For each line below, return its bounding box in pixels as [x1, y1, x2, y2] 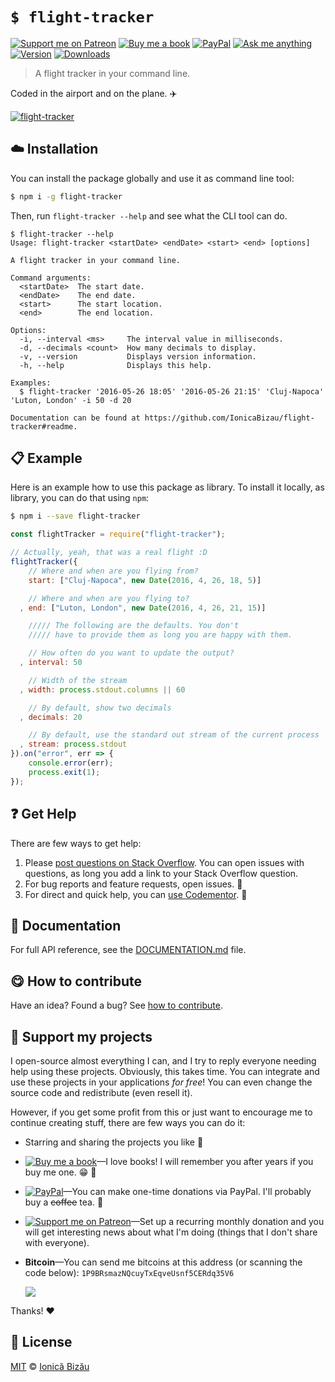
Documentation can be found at [10, 413, 141, 423]
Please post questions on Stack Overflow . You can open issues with [24, 856, 305, 868]
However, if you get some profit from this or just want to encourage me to [10, 1106, 313, 1118]
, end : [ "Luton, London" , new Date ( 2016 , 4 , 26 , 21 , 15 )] [19, 603, 267, 613]
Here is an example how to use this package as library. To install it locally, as [10, 481, 325, 493]
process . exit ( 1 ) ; [28, 767, 101, 777]
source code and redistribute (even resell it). [10, 1086, 193, 1098]
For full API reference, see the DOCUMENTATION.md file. [10, 944, 247, 956]
